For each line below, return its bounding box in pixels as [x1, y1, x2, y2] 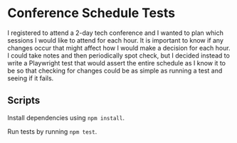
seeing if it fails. [7, 73, 54, 83]
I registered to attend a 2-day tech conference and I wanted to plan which [7, 28, 224, 37]
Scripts [7, 95, 41, 107]
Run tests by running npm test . [7, 127, 98, 136]
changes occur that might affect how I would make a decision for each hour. [7, 43, 231, 52]
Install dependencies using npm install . [7, 113, 125, 122]
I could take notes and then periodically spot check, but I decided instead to [7, 51, 230, 60]
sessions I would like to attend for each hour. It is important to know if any [7, 36, 224, 44]
